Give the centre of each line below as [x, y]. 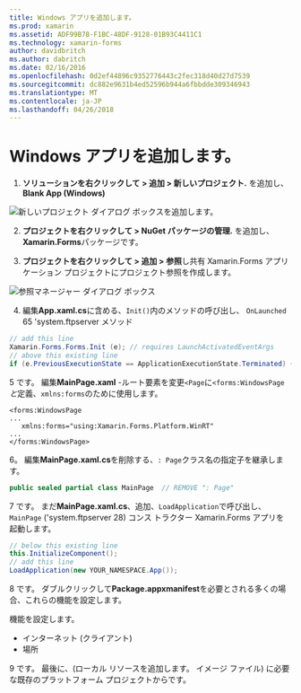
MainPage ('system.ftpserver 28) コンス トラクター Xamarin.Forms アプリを [147, 517]
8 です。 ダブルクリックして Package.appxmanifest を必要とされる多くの [144, 589]
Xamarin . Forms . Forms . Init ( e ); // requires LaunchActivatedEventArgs [142, 347]
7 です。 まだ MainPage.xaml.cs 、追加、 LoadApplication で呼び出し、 [138, 506]
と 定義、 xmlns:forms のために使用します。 [86, 393]
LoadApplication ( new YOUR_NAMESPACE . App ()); [94, 571]
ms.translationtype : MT [54, 92]
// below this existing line [64, 545]
